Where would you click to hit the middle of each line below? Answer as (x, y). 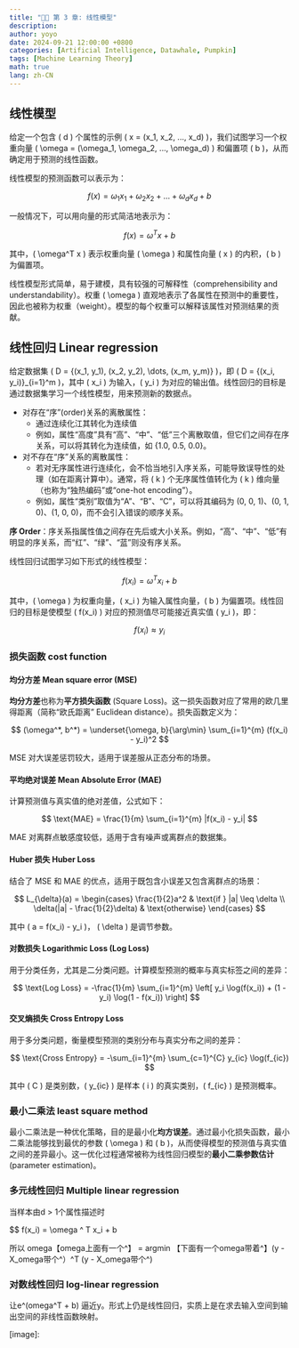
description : (33, 26)
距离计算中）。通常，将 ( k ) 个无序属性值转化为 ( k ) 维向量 (173, 479)
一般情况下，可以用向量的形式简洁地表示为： (91, 216)
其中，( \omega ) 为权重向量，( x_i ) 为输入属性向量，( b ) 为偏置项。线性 (142, 601)
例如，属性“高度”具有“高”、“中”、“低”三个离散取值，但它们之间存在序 (162, 434)
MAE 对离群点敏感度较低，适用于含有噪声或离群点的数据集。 (120, 837)
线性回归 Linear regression (84, 348)
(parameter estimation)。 (55, 1166)
